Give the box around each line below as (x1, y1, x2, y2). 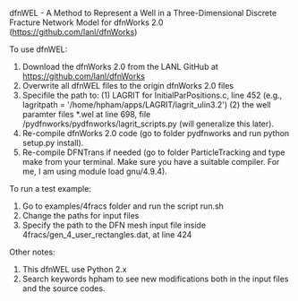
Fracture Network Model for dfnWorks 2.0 (9, 17, 164, 28)
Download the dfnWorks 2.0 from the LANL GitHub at (21, 62, 219, 72)
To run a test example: (9, 184, 92, 193)
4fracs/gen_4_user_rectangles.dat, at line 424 (21, 229, 192, 240)
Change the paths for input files (21, 211, 140, 220)
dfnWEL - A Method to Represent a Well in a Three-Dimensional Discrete (9, 8, 277, 18)
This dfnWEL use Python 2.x (21, 264, 127, 274)
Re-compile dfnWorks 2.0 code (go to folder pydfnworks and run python (21, 128, 290, 138)
